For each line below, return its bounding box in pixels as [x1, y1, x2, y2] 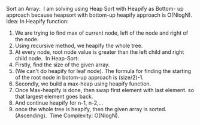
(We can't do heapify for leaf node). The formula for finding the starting [14, 68, 192, 74]
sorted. [149, 106, 166, 112]
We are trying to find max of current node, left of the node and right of [14, 29, 189, 36]
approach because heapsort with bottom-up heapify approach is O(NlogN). [6, 11, 193, 19]
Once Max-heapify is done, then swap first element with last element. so [14, 87, 195, 93]
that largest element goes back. [14, 93, 93, 100]
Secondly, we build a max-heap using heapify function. [14, 80, 151, 87]
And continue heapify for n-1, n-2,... [14, 99, 104, 106]
